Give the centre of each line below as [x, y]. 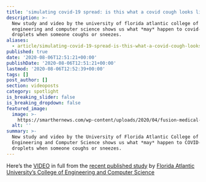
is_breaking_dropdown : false [44, 103]
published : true [27, 52]
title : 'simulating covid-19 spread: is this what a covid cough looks [100, 12]
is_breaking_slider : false [41, 97]
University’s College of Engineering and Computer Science [81, 172]
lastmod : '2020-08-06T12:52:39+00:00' [56, 69]
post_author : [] [27, 80]
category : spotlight [33, 92]
